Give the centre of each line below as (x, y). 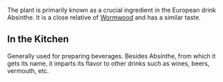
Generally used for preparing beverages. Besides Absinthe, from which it (111, 56)
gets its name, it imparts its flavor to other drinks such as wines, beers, (108, 63)
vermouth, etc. (28, 71)
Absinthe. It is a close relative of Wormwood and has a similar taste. (104, 17)
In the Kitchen (38, 39)
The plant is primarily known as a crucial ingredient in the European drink (112, 10)
